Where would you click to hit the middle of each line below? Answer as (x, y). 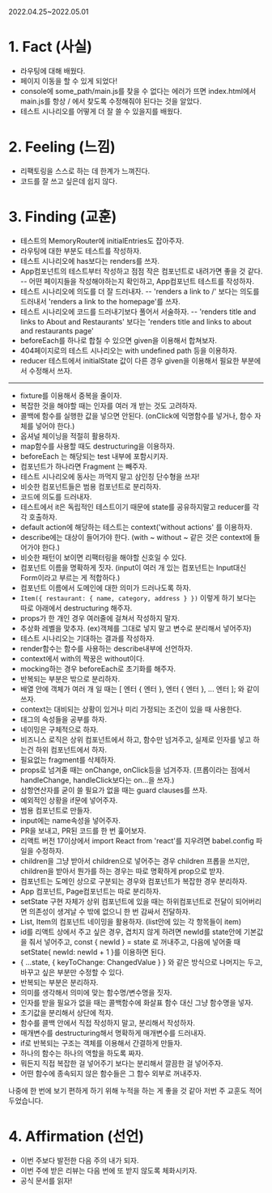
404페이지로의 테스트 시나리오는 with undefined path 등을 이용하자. (128, 350)
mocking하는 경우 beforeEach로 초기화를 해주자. (98, 669)
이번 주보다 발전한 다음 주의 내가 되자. (79, 1160)
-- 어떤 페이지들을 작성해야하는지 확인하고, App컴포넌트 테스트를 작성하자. (137, 281)
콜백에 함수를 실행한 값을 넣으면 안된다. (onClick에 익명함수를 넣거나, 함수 (136, 415)
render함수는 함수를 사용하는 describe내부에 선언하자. (106, 648)
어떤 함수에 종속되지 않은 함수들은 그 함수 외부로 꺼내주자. (111, 1073)
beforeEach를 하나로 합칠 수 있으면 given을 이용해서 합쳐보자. (118, 340)
